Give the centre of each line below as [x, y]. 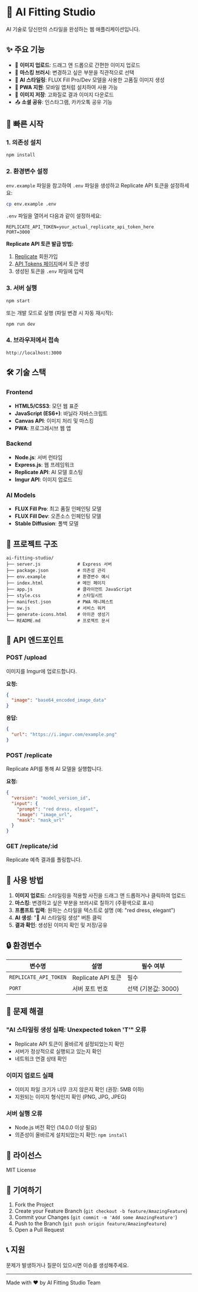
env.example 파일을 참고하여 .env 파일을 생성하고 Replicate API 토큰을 [88, 185]
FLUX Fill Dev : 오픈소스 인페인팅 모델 [58, 516]
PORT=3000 [18, 232]
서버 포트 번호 [90, 989]
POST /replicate [29, 755]
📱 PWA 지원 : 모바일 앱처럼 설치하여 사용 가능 [66, 87]
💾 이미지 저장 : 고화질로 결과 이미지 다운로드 [64, 95]
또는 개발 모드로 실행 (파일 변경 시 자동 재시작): [60, 313]
